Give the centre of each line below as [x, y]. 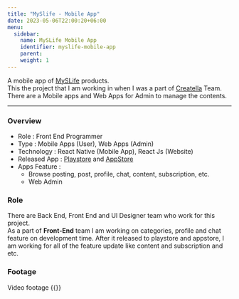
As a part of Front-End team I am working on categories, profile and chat [115, 231]
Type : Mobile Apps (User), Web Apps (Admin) [86, 144]
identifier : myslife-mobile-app [68, 47]
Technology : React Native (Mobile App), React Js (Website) [105, 152]
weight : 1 [35, 61]
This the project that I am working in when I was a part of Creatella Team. [115, 88]
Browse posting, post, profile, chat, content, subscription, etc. [119, 174]
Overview [25, 120]
